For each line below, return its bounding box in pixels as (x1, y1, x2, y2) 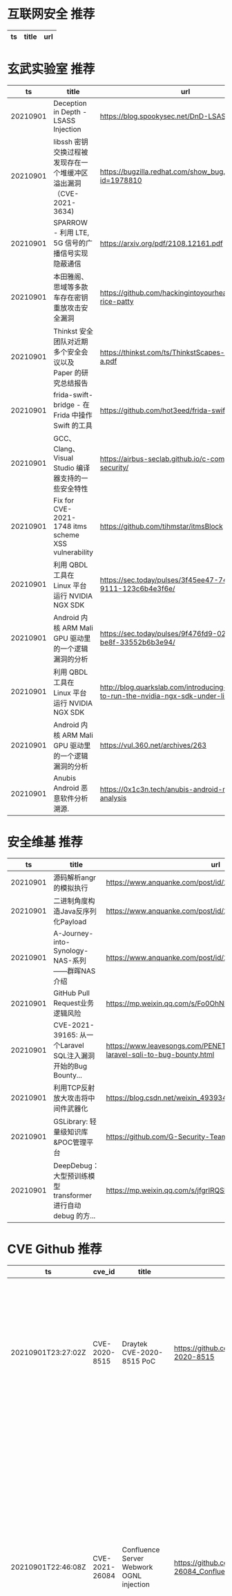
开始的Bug (53, 1061, 88, 1071)
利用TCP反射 (53, 1082, 95, 1092)
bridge (53, 399, 75, 409)
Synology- (53, 945, 88, 955)
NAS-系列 (53, 956, 86, 965)
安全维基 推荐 (7, 835, 83, 850)
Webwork (122, 1562, 153, 1572)
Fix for (53, 496, 75, 505)
